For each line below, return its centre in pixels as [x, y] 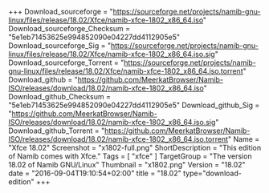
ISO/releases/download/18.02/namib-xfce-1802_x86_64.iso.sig [112, 122]
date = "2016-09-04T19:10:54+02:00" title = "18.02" [95, 173]
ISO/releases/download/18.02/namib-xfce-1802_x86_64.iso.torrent [118, 139]
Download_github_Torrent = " [57, 131]
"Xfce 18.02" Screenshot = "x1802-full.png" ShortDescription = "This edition [135, 148]
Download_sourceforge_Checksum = [69, 28]
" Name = [244, 139]
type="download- [213, 173]
